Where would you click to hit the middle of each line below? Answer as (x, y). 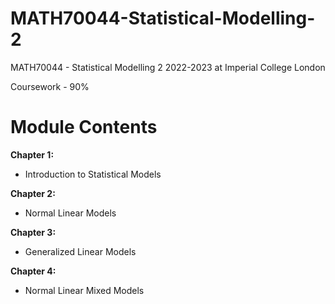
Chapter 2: (33, 193)
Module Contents (84, 127)
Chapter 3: (33, 232)
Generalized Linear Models (80, 251)
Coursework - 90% (50, 86)
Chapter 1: (32, 154)
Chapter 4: (33, 271)
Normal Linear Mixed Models (84, 290)
